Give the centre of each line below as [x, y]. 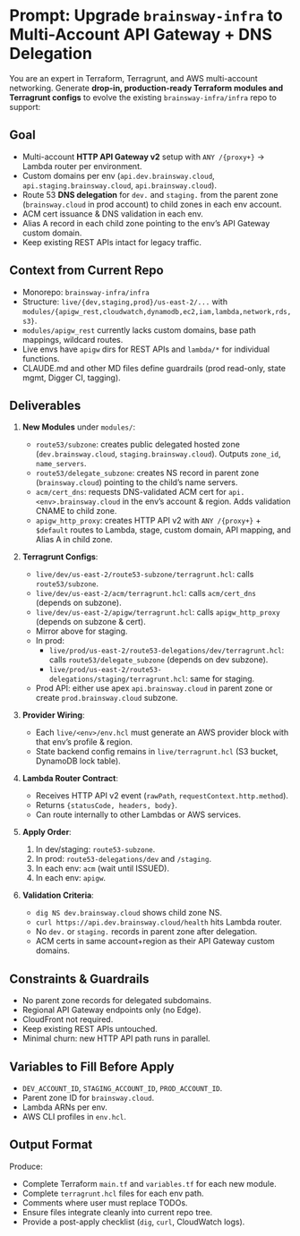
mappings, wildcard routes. [73, 339]
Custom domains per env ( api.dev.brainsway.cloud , [118, 175]
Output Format [51, 1145]
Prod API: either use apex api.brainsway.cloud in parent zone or [154, 688]
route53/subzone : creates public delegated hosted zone [137, 445]
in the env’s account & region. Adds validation [206, 501]
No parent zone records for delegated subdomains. [117, 1001]
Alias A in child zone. [74, 540]
